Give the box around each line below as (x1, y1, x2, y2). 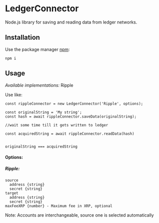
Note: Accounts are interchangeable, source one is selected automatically (5, 212, 154, 218)
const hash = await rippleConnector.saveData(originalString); (5, 114, 137, 119)
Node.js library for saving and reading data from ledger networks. (5, 19, 137, 25)
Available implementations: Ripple (5, 82, 73, 88)
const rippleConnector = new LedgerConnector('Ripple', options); (5, 101, 143, 106)
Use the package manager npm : (5, 46, 70, 52)
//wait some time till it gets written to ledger (5, 123, 109, 127)
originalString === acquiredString (5, 144, 78, 149)
